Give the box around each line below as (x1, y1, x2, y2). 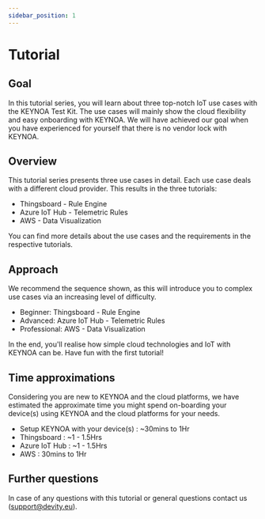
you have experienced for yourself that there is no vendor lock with (8, 123, 227, 133)
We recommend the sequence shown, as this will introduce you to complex (8, 284, 253, 294)
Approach (8, 263, 59, 276)
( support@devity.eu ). (8, 502, 78, 511)
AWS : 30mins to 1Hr (19, 449, 87, 459)
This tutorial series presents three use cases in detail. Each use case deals (8, 176, 252, 185)
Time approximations (8, 371, 115, 385)
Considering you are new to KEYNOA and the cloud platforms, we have (8, 392, 240, 402)
